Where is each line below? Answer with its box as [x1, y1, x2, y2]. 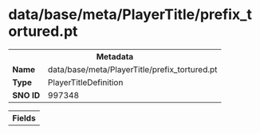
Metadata [96, 51, 134, 62]
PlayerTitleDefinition [47, 77, 124, 88]
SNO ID [12, 90, 41, 101]
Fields [12, 113, 36, 124]
